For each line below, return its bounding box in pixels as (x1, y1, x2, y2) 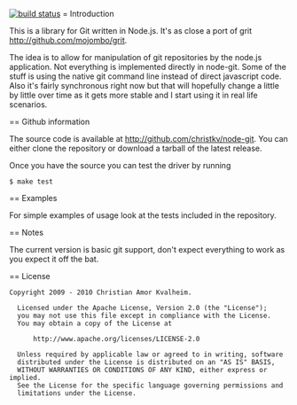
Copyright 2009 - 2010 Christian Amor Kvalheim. (9, 288, 192, 297)
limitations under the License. (17, 389, 137, 398)
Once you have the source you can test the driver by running (9, 160, 231, 170)
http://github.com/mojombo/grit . (9, 35, 128, 45)
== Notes (9, 227, 44, 238)
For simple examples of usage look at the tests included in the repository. (9, 210, 277, 221)
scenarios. (9, 99, 48, 110)
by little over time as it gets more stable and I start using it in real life (9, 90, 259, 100)
